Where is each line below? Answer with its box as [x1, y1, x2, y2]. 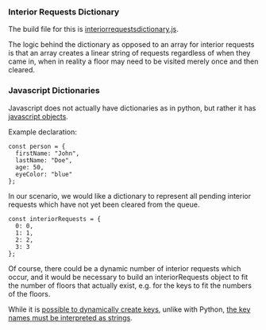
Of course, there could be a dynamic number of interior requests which [8, 263, 241, 273]
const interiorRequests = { [8, 215, 102, 223]
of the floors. [8, 289, 51, 298]
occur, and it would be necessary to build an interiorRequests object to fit [8, 272, 249, 281]
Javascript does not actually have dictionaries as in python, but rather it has [8, 103, 256, 113]
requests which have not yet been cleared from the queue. [8, 200, 200, 209]
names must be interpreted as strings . [8, 313, 133, 322]
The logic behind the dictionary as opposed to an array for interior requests [8, 40, 255, 49]
